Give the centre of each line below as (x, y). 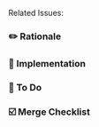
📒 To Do (25, 87)
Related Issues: (36, 13)
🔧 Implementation (47, 63)
